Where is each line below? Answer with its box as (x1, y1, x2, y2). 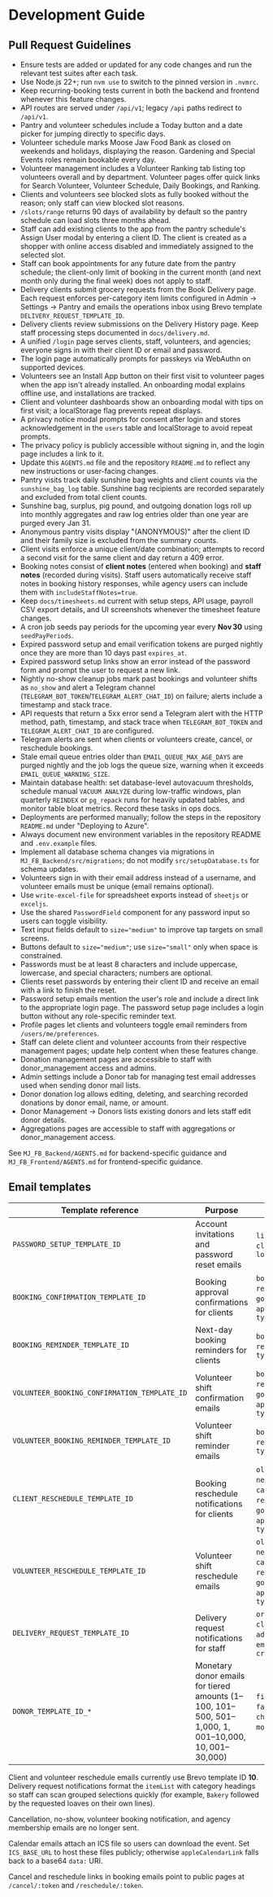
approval (194, 1286, 229, 1298)
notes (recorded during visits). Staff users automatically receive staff (19, 570, 252, 580)
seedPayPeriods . (19, 631, 75, 640)
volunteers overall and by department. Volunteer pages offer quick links (19, 173, 261, 182)
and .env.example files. (19, 839, 97, 848)
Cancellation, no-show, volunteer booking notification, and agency (8, 1814, 232, 1824)
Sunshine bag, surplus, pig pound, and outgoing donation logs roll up (19, 501, 252, 510)
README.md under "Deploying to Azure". (19, 821, 149, 830)
